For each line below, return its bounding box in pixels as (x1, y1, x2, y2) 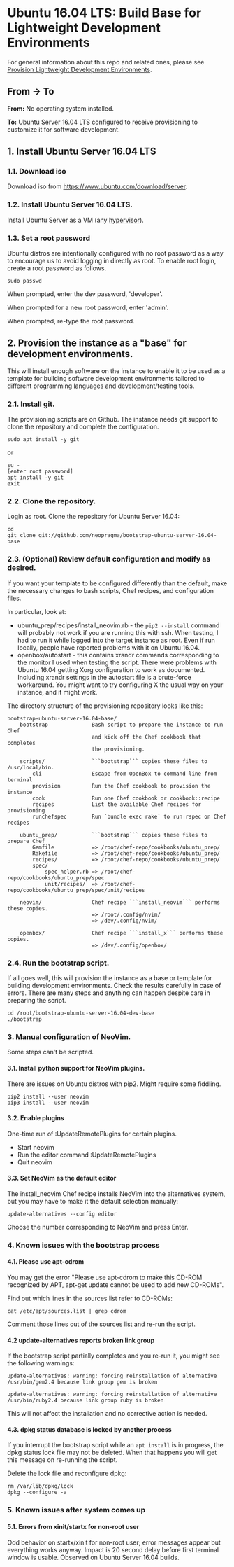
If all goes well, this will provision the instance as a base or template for (7, 974, 212, 982)
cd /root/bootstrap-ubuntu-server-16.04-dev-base (7, 1010, 155, 1017)
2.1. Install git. (7, 399, 55, 409)
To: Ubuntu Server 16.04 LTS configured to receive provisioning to (7, 118, 198, 126)
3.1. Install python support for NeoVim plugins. (7, 1064, 145, 1072)
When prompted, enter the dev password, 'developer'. (7, 290, 163, 298)
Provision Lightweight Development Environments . (7, 65, 152, 74)
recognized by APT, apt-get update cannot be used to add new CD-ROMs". (7, 1281, 224, 1289)
